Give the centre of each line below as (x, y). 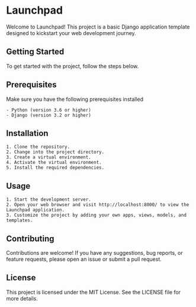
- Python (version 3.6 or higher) (49, 110)
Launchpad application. (36, 210)
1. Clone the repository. (38, 147)
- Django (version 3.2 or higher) (49, 115)
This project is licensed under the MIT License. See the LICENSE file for (94, 292)
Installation (27, 133)
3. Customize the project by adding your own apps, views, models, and (96, 215)
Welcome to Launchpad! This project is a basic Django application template (98, 27)
